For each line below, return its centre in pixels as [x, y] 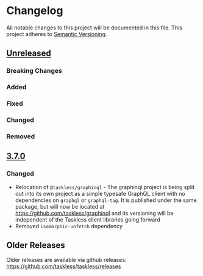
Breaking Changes [34, 71]
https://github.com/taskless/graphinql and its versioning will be [94, 213]
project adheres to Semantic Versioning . [57, 34]
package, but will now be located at [60, 206]
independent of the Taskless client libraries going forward [87, 219]
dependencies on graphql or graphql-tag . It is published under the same [106, 200]
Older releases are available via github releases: [66, 260]
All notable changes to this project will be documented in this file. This [94, 28]
